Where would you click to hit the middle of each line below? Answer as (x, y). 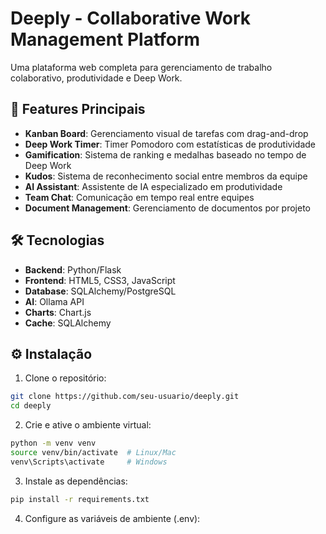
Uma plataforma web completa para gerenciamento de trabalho (141, 67)
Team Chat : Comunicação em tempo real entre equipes (139, 197)
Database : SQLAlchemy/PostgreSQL (100, 291)
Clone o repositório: (65, 378)
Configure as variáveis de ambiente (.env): (112, 518)
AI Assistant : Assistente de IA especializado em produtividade (153, 186)
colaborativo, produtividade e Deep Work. (96, 78)
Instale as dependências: (76, 481)
